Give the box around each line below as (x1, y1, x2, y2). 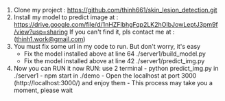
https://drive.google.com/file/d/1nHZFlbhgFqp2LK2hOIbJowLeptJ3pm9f (13, 21, 218, 28)
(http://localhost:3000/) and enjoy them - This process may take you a (13, 79, 213, 87)
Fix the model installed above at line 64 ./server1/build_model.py (23, 49, 206, 58)
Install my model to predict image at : (13, 13, 119, 21)
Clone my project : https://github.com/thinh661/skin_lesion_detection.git (13, 6, 217, 14)
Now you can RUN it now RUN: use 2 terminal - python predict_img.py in (13, 65, 219, 72)
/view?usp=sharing (13, 27, 69, 36)
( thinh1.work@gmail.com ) (13, 35, 86, 43)
